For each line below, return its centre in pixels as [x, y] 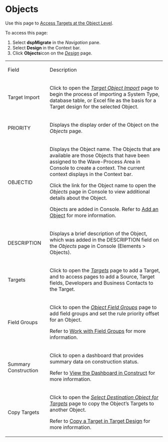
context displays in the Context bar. [91, 174]
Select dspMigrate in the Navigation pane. [56, 42]
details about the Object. [78, 197]
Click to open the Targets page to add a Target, [105, 270]
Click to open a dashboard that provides [97, 355]
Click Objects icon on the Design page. [52, 53]
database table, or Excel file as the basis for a [103, 100]
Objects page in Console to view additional [100, 191]
